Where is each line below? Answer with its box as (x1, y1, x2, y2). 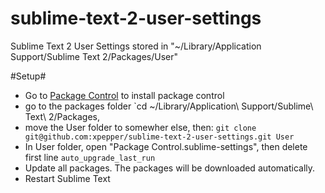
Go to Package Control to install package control (24, 89, 225, 101)
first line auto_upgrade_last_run (24, 151, 156, 163)
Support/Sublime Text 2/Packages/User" (10, 50, 178, 62)
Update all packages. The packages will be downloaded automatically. (24, 162, 316, 174)
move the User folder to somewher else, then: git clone (24, 121, 257, 133)
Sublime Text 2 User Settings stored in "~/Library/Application (10, 40, 262, 52)
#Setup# (10, 70, 47, 82)
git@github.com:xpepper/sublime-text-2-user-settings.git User (24, 132, 295, 142)
